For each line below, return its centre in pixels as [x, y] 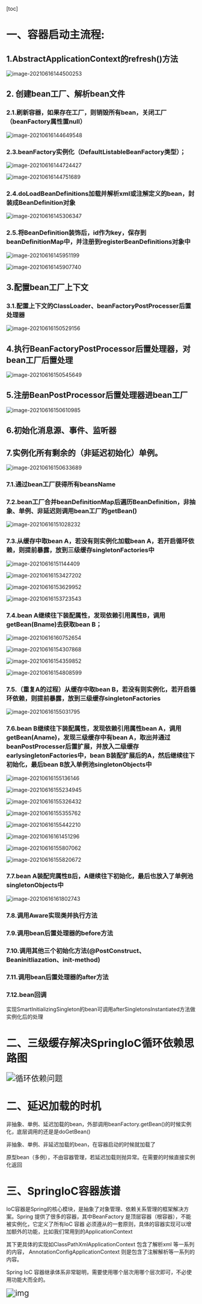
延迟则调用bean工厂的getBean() [90, 511]
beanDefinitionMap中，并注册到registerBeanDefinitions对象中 [98, 242]
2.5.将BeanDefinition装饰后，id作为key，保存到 [76, 233]
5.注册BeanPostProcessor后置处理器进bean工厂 [97, 395]
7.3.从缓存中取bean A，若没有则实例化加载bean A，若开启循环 [97, 541]
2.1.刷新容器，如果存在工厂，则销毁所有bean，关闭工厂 [87, 112]
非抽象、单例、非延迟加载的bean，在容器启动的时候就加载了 [81, 1144]
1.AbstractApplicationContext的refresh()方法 [92, 59]
